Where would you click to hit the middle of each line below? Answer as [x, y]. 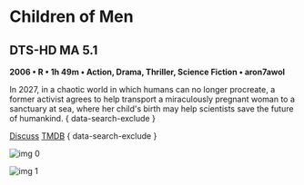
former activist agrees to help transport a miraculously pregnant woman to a [152, 99]
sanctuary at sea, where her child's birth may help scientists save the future [152, 109]
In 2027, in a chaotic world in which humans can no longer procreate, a [142, 89]
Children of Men [71, 17]
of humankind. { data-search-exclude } [83, 118]
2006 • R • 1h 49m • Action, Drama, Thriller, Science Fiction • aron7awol [147, 72]
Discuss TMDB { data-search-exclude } [83, 136]
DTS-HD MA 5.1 [54, 50]
